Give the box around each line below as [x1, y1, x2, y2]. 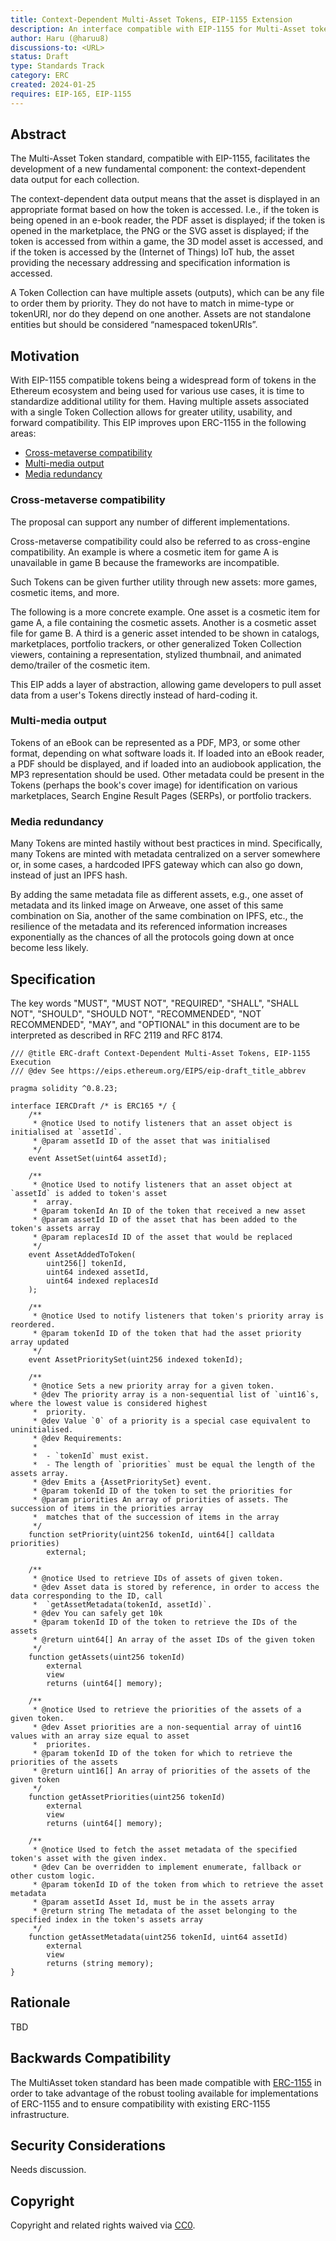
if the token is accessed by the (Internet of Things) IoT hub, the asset [10, 246, 295, 258]
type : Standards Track [10, 61, 105, 71]
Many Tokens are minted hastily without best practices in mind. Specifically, [10, 837, 323, 850]
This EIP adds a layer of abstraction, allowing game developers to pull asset [10, 678, 322, 690]
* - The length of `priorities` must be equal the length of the [32, 1459, 315, 1470]
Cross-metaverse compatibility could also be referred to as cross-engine [10, 535, 311, 547]
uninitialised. [10, 1424, 74, 1435]
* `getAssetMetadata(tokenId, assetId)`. [32, 1599, 213, 1610]
